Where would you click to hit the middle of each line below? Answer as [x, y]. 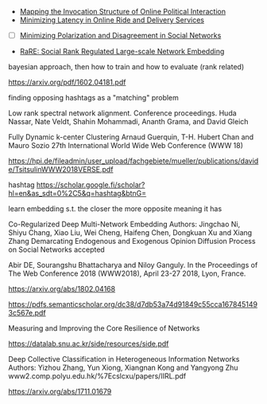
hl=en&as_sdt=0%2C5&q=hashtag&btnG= [77, 194]
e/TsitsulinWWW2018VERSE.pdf [61, 170]
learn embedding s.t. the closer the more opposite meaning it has [115, 209]
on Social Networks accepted [56, 249]
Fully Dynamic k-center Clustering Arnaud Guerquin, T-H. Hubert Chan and [131, 137]
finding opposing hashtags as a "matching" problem [93, 98]
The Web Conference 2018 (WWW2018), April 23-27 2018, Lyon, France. [127, 273]
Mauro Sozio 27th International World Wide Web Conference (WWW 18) [126, 146]
